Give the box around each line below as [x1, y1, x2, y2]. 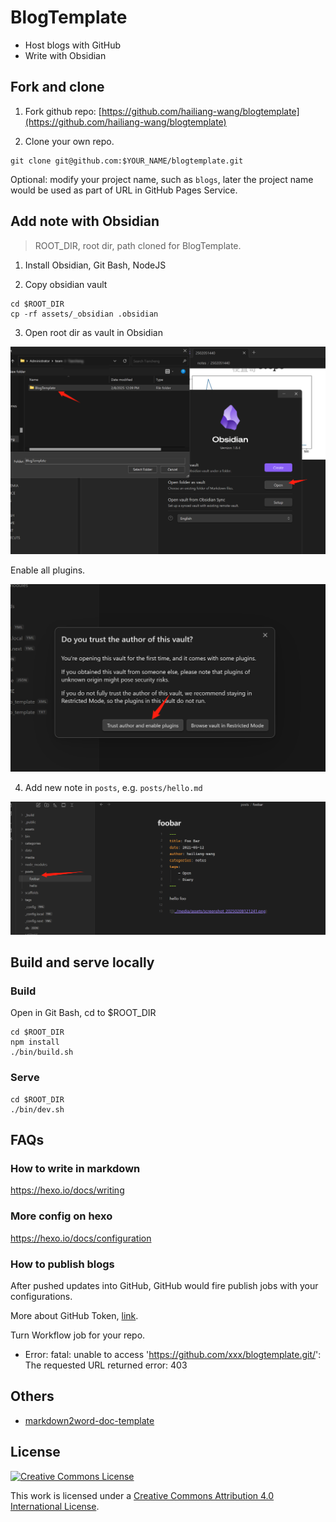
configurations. [10, 1290, 73, 1302]
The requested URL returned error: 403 [24, 1359, 188, 1371]
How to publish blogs [10, 1257, 115, 1271]
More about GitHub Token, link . [10, 1309, 139, 1321]
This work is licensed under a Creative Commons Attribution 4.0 [10, 1489, 275, 1501]
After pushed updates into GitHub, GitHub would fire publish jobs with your [10, 1279, 319, 1291]
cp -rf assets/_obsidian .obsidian [10, 309, 159, 319]
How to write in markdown [10, 1161, 141, 1175]
